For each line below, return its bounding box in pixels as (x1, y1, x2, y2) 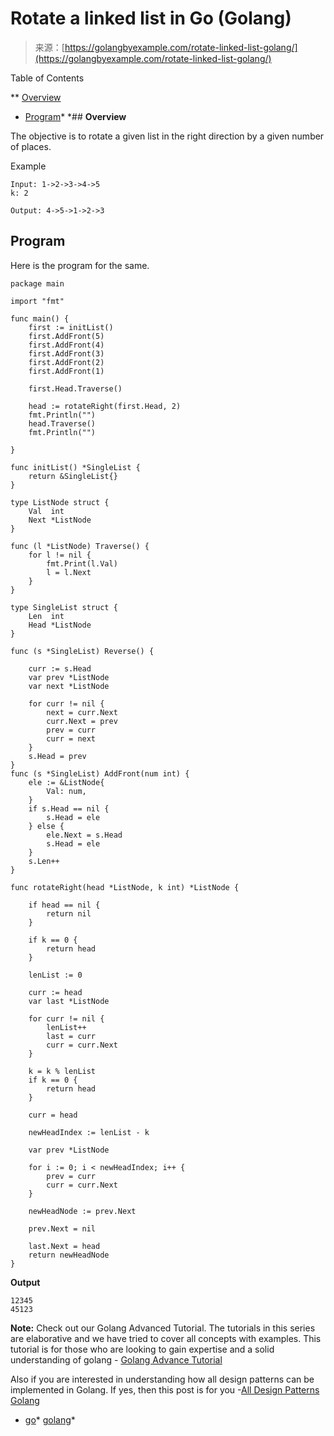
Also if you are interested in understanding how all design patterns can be (10, 1373, 315, 1385)
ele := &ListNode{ (28, 777, 105, 787)
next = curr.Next (46, 707, 118, 717)
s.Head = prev (28, 751, 87, 761)
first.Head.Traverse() (28, 383, 123, 394)
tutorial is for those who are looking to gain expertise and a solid (10, 1343, 275, 1355)
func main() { (10, 313, 70, 324)
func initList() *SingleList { (10, 462, 141, 472)
